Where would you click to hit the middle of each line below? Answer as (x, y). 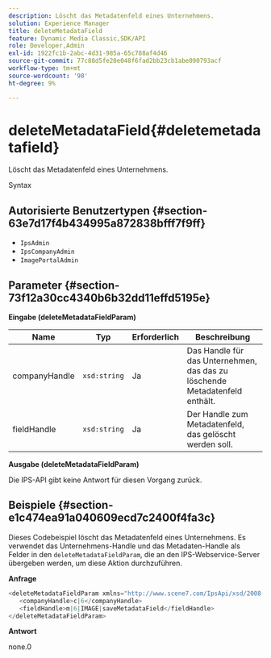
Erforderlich (156, 337)
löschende (207, 381)
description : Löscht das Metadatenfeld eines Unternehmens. (112, 16)
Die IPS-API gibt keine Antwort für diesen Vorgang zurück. (105, 480)
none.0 (20, 647)
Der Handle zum (217, 414)
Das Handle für (215, 351)
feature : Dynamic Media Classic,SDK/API (77, 38)
